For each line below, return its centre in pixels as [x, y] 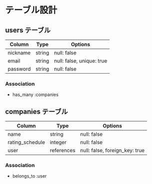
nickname [19, 53]
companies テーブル [37, 112]
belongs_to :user [29, 176]
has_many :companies [35, 94]
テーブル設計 [31, 10]
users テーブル [28, 30]
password [19, 69]
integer [58, 142]
